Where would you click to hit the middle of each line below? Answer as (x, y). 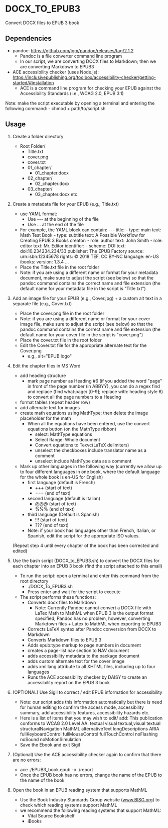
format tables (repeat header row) (55, 402)
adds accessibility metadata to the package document (83, 656)
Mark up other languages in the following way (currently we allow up (91, 466)
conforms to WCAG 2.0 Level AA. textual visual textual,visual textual (90, 723)
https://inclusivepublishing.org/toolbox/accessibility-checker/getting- (84, 77)
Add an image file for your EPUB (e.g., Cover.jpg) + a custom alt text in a (87, 298)
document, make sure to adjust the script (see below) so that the (87, 278)
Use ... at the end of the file (56, 224)
